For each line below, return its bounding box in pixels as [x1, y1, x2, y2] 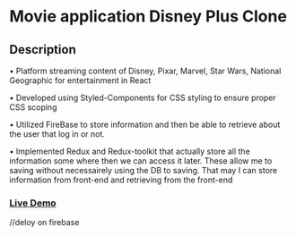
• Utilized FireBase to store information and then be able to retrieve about [9, 119, 281, 130]
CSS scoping [9, 102, 57, 113]
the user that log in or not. [9, 129, 106, 139]
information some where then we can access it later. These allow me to [9, 156, 273, 166]
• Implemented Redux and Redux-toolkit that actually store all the [9, 146, 251, 156]
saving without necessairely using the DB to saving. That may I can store [9, 165, 278, 175]
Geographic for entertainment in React [9, 75, 152, 86]
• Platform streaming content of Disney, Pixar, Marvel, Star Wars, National [9, 65, 282, 76]
